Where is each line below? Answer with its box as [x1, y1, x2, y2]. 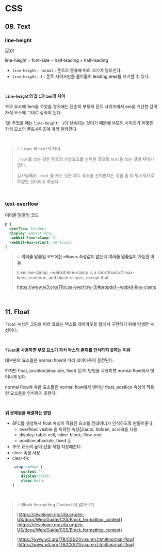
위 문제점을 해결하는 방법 [5, 410, 51, 416]
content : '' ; [21, 469, 45, 474]
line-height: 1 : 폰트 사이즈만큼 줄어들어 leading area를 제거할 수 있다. [12, 73, 150, 79]
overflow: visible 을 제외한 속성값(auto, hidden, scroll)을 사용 [19, 427, 137, 432]
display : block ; [21, 474, 52, 479]
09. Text [5, 22, 31, 31]
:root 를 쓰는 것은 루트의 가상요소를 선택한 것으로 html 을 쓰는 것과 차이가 [16, 156, 154, 162]
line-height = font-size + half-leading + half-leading [5, 57, 108, 63]
